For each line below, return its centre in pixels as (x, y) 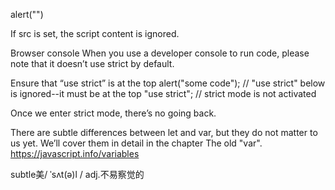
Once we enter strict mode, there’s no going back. (113, 113)
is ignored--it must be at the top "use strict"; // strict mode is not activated (163, 93)
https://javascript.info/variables (75, 153)
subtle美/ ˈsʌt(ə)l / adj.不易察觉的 (77, 174)
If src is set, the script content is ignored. (95, 33)
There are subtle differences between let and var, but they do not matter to (164, 132)
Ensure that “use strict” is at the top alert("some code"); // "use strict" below (168, 83)
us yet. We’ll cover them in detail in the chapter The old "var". (136, 143)
